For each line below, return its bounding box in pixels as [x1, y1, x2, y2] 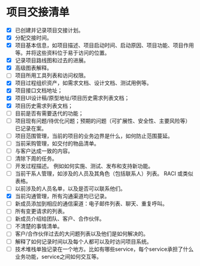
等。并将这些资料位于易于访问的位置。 [14, 49, 110, 57]
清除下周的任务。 [14, 155, 58, 162]
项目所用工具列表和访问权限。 [14, 72, 89, 79]
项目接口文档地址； [14, 87, 63, 94]
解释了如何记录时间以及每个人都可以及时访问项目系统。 [14, 238, 152, 245]
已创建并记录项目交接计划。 [14, 26, 84, 34]
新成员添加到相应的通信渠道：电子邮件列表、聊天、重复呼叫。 [14, 200, 168, 208]
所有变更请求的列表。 [14, 208, 68, 215]
